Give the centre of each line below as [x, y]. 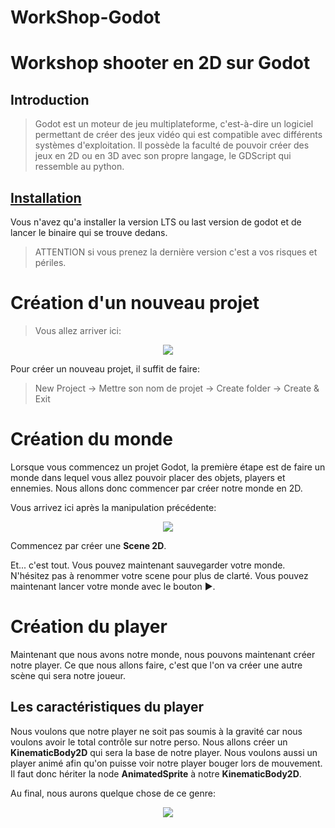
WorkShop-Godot [85, 17]
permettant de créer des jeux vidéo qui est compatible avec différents [178, 135]
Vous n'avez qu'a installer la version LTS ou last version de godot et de [156, 222]
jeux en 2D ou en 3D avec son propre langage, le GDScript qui [163, 156]
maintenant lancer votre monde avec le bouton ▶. [113, 586]
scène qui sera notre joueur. [68, 675]
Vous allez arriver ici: [78, 330]
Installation [46, 197]
